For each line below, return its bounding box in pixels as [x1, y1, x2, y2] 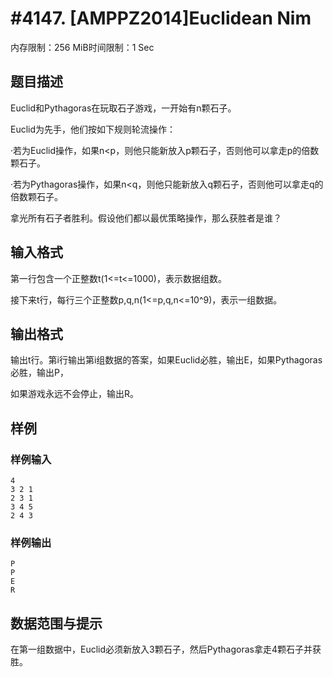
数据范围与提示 [10, 615, 103, 632]
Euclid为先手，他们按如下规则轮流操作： [10, 123, 177, 135]
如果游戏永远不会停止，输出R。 [10, 388, 140, 400]
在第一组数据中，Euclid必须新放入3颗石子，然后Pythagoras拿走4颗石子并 [10, 643, 313, 656]
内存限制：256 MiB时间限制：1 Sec [10, 41, 155, 53]
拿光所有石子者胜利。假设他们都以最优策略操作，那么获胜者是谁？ [10, 212, 282, 224]
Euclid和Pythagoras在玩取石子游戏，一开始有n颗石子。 [10, 102, 237, 114]
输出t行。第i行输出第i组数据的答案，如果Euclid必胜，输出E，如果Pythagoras [10, 354, 323, 366]
